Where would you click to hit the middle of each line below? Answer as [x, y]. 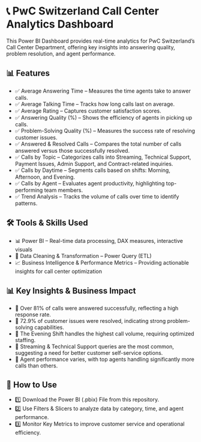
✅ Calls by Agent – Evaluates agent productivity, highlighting [90, 183]
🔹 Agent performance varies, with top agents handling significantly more [105, 360]
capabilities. [49, 327]
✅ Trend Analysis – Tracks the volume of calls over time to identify [97, 196]
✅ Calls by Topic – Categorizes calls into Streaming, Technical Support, [103, 157]
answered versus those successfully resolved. [72, 150]
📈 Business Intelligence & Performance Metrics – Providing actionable [102, 262]
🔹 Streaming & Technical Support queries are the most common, [94, 346]
